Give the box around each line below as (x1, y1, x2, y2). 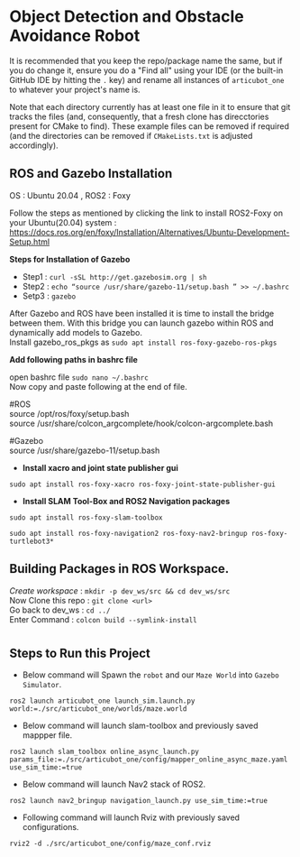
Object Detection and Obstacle (9, 6, 245, 27)
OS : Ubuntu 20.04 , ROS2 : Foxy (9, 189, 131, 200)
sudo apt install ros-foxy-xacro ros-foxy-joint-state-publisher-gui (9, 480, 277, 489)
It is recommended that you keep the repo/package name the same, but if (9, 55, 283, 66)
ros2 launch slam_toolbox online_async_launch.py (9, 747, 200, 757)
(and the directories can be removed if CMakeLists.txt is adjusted (9, 130, 253, 141)
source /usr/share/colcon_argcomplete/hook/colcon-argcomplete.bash (9, 418, 274, 428)
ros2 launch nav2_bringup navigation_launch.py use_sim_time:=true (9, 797, 268, 806)
